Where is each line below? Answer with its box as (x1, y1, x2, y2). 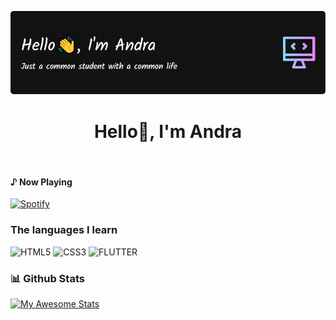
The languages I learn (10, 223, 118, 237)
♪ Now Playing (10, 176, 73, 188)
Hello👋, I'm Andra (93, 120, 243, 143)
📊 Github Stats (10, 271, 85, 285)
